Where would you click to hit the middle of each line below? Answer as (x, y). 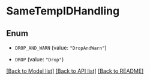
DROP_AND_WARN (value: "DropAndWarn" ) (61, 48)
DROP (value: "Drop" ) (39, 59)
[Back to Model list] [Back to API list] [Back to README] (75, 71)
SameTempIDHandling (63, 11)
